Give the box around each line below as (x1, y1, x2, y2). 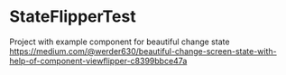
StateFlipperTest (9, 6, 137, 27)
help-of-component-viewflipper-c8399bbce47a (9, 55, 188, 66)
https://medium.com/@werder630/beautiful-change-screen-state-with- (9, 45, 277, 56)
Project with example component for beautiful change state (9, 36, 230, 47)
